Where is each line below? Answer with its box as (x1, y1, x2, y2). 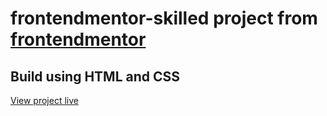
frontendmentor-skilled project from (10, 7, 318, 30)
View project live (10, 95, 79, 106)
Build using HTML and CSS (10, 68, 181, 85)
